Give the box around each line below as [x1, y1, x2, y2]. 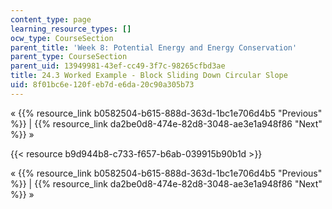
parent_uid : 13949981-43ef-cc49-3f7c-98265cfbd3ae [10, 61, 226, 71]
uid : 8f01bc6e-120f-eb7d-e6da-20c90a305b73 [10, 80, 195, 90]
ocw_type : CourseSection [10, 33, 114, 43]
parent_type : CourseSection [10, 52, 128, 62]
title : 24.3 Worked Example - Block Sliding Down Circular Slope [10, 71, 288, 81]
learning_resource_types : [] [10, 24, 132, 34]
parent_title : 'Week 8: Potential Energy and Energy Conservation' [10, 42, 298, 53]
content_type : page [10, 14, 92, 25]
